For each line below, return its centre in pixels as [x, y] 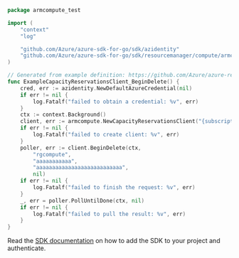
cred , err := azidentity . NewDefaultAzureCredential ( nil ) [106, 88]
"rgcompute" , [52, 154]
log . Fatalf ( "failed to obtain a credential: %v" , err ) [116, 102]
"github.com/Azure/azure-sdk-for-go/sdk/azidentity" [100, 49]
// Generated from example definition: [67, 75]
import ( [20, 23]
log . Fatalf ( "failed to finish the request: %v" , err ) [114, 188]
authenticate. [27, 248]
